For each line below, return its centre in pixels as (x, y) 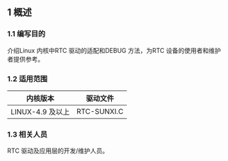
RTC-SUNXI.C (100, 111)
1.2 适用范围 (27, 78)
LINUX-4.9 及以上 (40, 112)
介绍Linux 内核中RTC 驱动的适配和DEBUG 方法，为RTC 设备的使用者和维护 (114, 50)
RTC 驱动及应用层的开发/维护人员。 (58, 151)
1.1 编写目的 (26, 34)
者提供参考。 (25, 59)
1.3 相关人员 (27, 134)
